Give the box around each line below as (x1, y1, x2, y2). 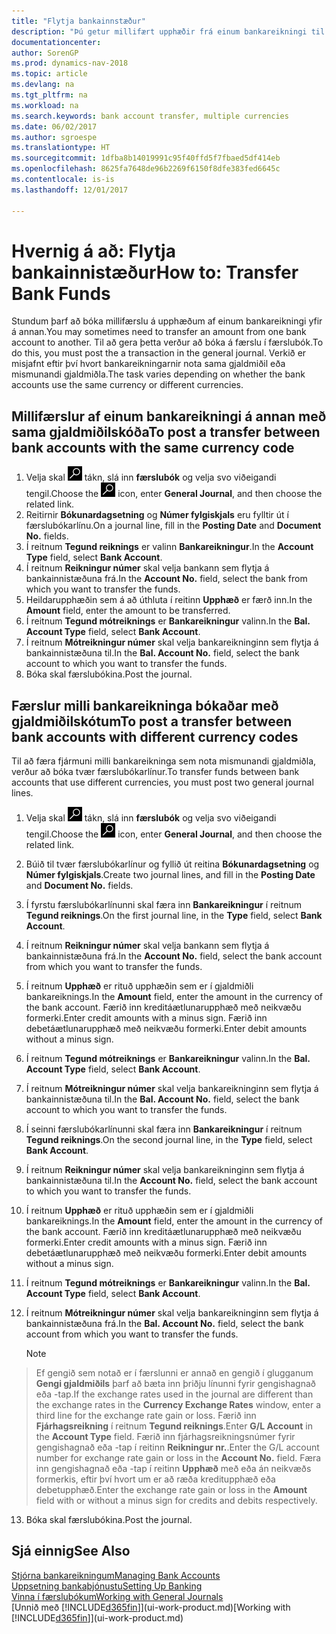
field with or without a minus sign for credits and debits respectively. (35, 1495, 318, 1507)
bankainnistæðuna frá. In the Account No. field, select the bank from (25, 573, 308, 585)
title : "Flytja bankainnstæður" (11, 16, 146, 26)
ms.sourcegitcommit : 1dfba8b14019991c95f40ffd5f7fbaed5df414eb (11, 153, 281, 164)
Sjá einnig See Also (11, 1543, 131, 1560)
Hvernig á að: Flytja (11, 240, 176, 262)
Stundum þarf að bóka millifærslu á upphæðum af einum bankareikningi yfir (11, 315, 323, 327)
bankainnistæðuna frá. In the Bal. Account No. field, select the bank (25, 1318, 304, 1330)
